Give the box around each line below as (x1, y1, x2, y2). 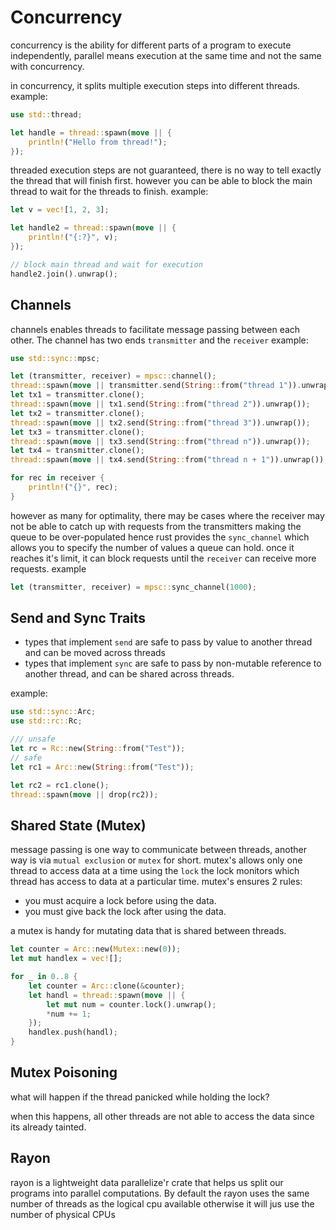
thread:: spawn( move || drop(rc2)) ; (10, 789, 159, 800)
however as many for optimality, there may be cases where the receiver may (10, 509, 325, 521)
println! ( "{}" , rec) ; (28, 482, 118, 492)
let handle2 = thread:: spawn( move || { (10, 223, 177, 233)
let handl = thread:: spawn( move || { (28, 990, 186, 1000)
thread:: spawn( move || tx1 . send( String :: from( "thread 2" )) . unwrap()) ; (10, 399, 311, 409)
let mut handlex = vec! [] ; (10, 954, 123, 964)
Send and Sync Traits (10, 610, 147, 627)
